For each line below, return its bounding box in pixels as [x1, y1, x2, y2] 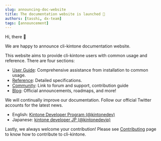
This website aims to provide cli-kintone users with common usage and [5, 53, 147, 59]
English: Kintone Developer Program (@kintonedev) [12, 112, 115, 118]
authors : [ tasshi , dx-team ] [5, 16, 62, 21]
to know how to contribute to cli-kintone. [5, 131, 86, 137]
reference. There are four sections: [5, 58, 75, 63]
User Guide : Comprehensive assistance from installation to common [12, 67, 148, 73]
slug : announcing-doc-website [5, 7, 66, 12]
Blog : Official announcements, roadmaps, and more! [12, 88, 116, 94]
